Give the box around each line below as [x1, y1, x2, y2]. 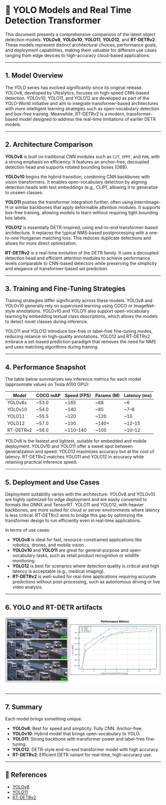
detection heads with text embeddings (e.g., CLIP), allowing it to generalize [5, 184, 158, 190]
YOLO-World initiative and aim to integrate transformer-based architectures [5, 100, 159, 106]
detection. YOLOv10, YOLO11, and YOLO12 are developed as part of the [5, 95, 150, 101]
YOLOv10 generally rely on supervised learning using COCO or [5, 303, 133, 309]
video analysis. [12, 584, 43, 590]
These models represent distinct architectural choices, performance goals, [5, 42, 157, 48]
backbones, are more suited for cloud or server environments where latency [5, 507, 160, 513]
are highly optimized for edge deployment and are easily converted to [5, 497, 147, 503]
